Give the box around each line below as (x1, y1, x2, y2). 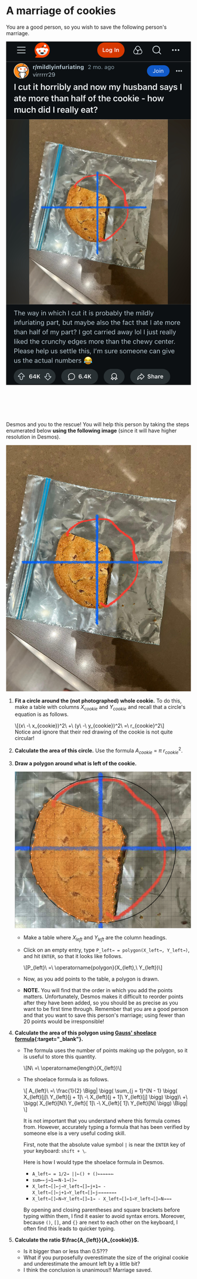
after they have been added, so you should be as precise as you (23, 999, 179, 1006)
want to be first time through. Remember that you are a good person (23, 1006, 189, 1013)
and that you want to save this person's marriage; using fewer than (23, 1012, 185, 1019)
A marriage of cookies (6, 4, 116, 18)
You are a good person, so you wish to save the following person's (6, 23, 167, 30)
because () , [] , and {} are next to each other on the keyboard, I (23, 1219, 178, 1226)
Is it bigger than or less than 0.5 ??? (23, 1248, 108, 1255)
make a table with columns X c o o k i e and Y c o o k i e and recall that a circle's (14, 703, 186, 712)
